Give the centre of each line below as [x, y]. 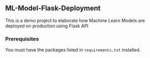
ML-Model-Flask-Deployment [53, 8]
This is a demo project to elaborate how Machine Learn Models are [75, 20]
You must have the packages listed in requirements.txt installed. [73, 50]
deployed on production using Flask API [47, 26]
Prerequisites [22, 39]
